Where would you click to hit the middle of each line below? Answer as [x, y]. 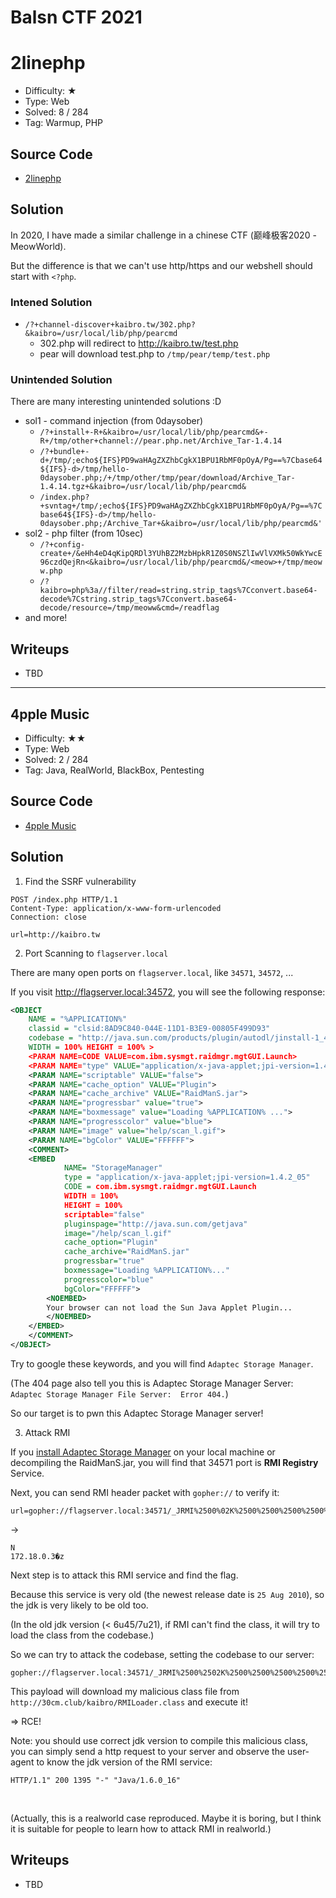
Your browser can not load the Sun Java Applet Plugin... [169, 1307]
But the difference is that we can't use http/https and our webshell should [161, 265]
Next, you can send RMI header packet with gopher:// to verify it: [145, 1492]
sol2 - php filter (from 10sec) [84, 533]
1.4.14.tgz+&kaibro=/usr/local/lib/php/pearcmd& [143, 487]
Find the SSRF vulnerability [80, 881]
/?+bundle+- [64, 452]
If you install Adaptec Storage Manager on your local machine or [143, 1452]
